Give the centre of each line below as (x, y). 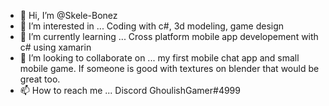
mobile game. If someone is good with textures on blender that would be (169, 68)
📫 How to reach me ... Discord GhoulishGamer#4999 (130, 90)
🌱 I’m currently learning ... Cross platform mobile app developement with (169, 36)
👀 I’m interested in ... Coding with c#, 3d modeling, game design (152, 26)
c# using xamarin (55, 47)
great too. (40, 79)
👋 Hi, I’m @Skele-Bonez (68, 15)
